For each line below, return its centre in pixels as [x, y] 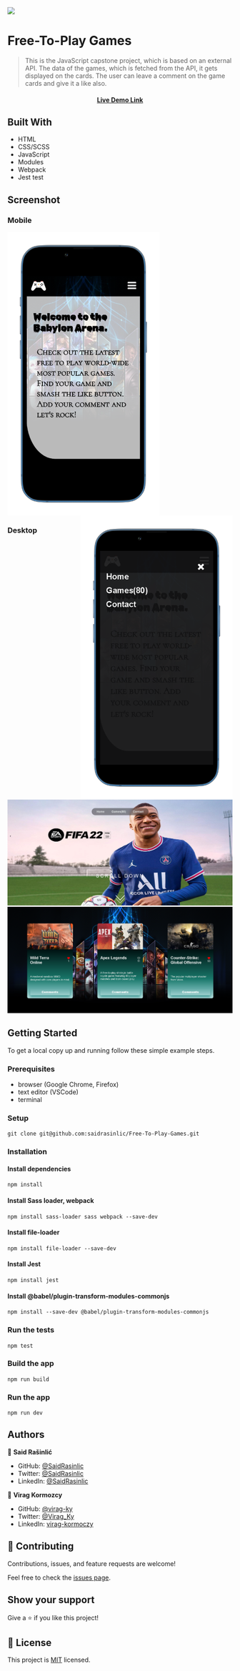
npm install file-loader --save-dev [62, 1248]
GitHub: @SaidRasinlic [51, 1466]
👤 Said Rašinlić [30, 1452]
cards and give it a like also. [66, 83]
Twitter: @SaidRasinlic [51, 1473]
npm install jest [33, 1280]
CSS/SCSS [34, 147]
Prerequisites [31, 1068]
